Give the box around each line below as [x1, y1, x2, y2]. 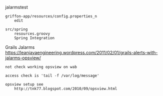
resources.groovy [14, 31, 50, 36]
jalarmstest [5, 4, 28, 10]
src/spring [5, 27, 28, 32]
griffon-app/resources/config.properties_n [5, 14, 97, 19]
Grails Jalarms [5, 44, 35, 50]
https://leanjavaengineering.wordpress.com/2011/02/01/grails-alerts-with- [5, 50, 158, 55]
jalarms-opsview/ [5, 55, 41, 61]
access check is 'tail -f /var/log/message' [5, 73, 99, 78]
